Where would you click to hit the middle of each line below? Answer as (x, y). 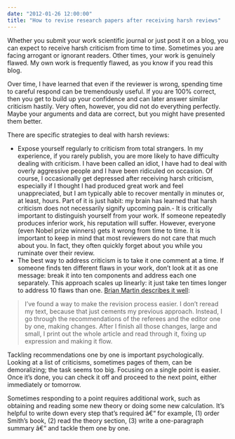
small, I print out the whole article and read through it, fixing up (115, 334)
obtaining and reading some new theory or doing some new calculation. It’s (116, 405)
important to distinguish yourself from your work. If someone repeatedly (122, 216)
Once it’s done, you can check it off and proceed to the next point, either (112, 377)
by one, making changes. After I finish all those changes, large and (121, 326)
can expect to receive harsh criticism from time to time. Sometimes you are (116, 48)
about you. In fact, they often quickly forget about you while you (110, 245)
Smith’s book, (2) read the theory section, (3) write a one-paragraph (106, 420)
